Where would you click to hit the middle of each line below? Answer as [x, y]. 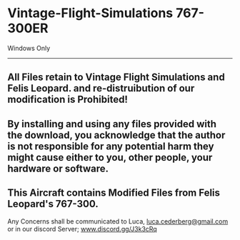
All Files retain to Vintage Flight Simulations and [116, 77]
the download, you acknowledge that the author [116, 135]
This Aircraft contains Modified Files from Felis [114, 193]
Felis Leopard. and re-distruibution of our [101, 88]
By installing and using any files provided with [112, 124]
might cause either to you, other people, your [110, 157]
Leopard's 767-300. [53, 204]
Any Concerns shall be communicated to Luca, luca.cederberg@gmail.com [118, 221]
